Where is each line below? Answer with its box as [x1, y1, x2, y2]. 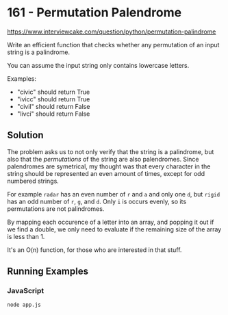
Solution [7, 129, 44, 141]
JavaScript [7, 286, 45, 296]
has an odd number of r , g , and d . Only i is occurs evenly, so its [7, 197, 187, 205]
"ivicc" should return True [16, 94, 90, 103]
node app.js [7, 301, 41, 309]
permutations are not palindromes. [7, 204, 105, 213]
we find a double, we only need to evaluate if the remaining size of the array [7, 225, 222, 234]
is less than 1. [7, 232, 45, 240]
